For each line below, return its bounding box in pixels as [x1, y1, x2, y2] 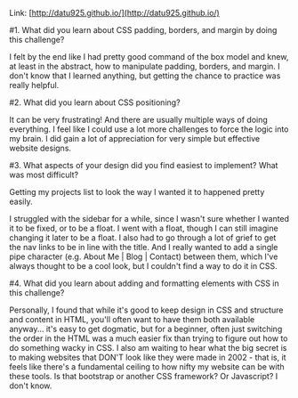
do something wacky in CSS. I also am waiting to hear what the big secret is [9, 343, 287, 353]
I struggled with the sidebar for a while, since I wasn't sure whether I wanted [9, 214, 290, 223]
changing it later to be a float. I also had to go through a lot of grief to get [9, 232, 277, 243]
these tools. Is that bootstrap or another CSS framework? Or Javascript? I [9, 371, 278, 381]
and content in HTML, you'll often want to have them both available [9, 314, 255, 324]
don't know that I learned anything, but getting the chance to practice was [9, 70, 281, 81]
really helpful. [9, 80, 60, 90]
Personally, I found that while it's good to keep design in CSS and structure [9, 305, 284, 315]
